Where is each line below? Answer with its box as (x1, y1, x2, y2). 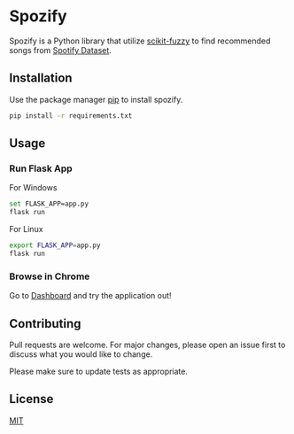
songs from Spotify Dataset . (9, 44, 112, 55)
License (9, 391, 54, 407)
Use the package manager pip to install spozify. (9, 94, 183, 105)
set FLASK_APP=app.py (9, 199, 89, 209)
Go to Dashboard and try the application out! (9, 291, 172, 301)
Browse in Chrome (9, 270, 90, 283)
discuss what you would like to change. (9, 348, 153, 360)
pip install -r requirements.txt (9, 111, 133, 120)
